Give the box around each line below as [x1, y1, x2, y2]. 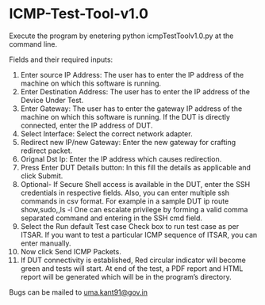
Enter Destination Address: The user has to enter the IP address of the [20, 86, 251, 96]
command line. [9, 39, 58, 48]
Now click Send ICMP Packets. [20, 246, 121, 256]
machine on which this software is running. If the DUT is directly [20, 112, 231, 121]
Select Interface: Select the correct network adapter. [20, 128, 193, 139]
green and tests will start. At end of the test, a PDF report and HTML [20, 263, 244, 273]
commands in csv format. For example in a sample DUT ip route [20, 196, 229, 206]
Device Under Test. [20, 95, 84, 105]
